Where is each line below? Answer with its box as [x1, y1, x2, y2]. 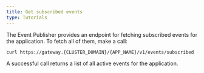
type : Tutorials [6, 14, 47, 21]
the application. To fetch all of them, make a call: [6, 37, 127, 45]
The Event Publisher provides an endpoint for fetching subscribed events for [6, 31, 198, 38]
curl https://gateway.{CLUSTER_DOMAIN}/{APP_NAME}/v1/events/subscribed [6, 49, 194, 55]
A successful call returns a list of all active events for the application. [6, 60, 178, 67]
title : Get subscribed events [6, 8, 83, 15]
